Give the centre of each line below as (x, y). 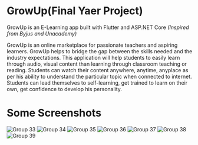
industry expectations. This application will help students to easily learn (93, 57)
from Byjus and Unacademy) (42, 33)
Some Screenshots (54, 113)
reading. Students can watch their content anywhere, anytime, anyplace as (98, 70)
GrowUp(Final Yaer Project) (75, 11)
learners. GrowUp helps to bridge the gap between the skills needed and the (100, 51)
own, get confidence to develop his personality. (65, 89)
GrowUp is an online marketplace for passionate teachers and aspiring (92, 45)
